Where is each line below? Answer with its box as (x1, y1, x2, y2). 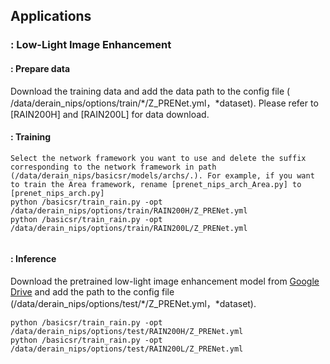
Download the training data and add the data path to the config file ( (10, 85, 291, 97)
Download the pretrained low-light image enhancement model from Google (10, 275, 320, 287)
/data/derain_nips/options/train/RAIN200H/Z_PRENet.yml (10, 205, 248, 216)
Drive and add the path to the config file (10, 285, 175, 298)
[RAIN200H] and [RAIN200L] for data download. (10, 108, 210, 120)
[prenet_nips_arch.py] (10, 188, 105, 198)
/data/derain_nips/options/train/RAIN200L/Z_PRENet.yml (10, 223, 248, 233)
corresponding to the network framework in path (10, 162, 217, 172)
